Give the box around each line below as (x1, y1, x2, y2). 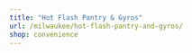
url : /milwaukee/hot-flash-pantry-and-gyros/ (9, 22, 183, 31)
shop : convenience (9, 30, 78, 39)
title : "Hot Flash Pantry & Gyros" (9, 13, 143, 22)
